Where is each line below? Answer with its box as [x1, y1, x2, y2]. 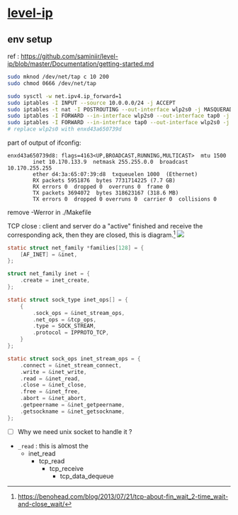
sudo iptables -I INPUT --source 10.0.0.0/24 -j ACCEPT [7, 99, 176, 106]
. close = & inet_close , [20, 382, 87, 389]
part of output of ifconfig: [7, 138, 81, 147]
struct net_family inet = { [7, 270, 91, 277]
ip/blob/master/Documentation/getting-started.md [7, 60, 154, 68]
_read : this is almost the [17, 441, 89, 450]
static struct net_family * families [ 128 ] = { [7, 244, 144, 251]
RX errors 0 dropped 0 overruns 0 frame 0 [33, 183, 170, 190]
